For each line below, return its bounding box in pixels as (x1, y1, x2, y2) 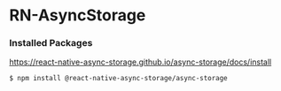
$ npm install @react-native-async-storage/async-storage (9, 74, 228, 83)
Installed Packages (9, 37, 93, 49)
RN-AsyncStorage (9, 5, 146, 26)
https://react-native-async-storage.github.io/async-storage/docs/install (9, 57, 272, 67)
